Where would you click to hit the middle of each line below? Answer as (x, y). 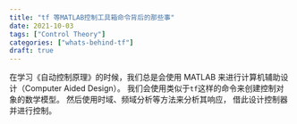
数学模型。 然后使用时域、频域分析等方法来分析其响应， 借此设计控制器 (156, 100)
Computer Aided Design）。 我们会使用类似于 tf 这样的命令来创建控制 (151, 88)
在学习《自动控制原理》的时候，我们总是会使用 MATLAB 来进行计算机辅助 (145, 78)
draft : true (31, 51)
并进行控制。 (33, 111)
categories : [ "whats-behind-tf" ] (72, 42)
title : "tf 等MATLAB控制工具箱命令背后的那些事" (92, 17)
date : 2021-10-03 (42, 26)
